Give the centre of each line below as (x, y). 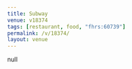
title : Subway (28, 14)
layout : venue (28, 40)
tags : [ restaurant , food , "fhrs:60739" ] (67, 26)
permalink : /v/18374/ (39, 33)
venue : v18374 (28, 20)
